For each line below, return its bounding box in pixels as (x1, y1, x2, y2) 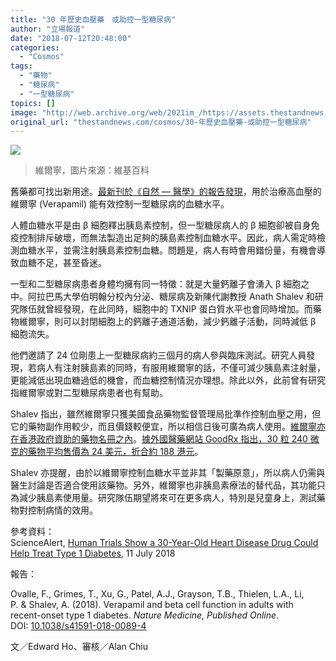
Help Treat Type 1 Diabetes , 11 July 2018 (10, 547, 176, 560)
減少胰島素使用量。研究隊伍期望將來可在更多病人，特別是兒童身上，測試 (18, 492, 317, 504)
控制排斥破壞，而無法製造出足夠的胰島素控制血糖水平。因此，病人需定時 (18, 232, 317, 244)
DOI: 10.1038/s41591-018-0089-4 (10, 620, 147, 632)
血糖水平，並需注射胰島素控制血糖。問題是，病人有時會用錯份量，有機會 (18, 244, 317, 256)
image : (10, 107, 38, 118)
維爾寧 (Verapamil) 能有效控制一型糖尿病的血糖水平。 (10, 198, 230, 210)
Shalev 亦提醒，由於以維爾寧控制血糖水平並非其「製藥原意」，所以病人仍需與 (10, 467, 326, 479)
